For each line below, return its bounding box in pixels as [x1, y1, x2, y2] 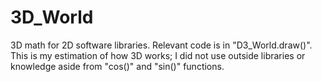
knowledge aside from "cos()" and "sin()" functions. [10, 60, 225, 72]
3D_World [10, 6, 94, 29]
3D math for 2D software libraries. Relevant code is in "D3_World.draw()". [10, 39, 313, 51]
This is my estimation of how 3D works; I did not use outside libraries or [10, 49, 306, 61]
